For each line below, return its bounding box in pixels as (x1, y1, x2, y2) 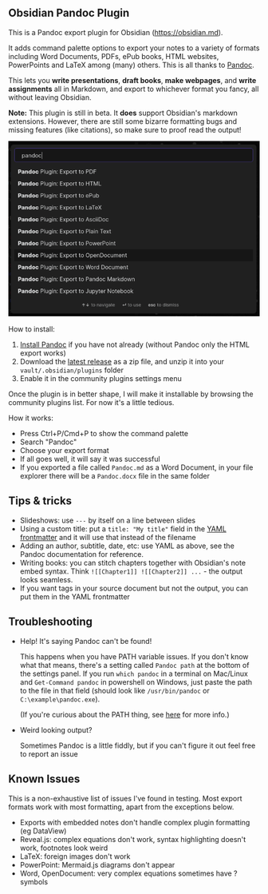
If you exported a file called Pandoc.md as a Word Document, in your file (19, 463, 254, 472)
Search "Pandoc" (19, 437, 77, 447)
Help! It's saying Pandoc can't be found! (19, 636, 152, 646)
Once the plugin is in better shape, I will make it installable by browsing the (8, 389, 254, 399)
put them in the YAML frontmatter (19, 591, 130, 602)
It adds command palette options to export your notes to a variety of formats (8, 43, 260, 53)
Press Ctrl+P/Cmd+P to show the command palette (19, 429, 189, 439)
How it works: (8, 413, 54, 423)
